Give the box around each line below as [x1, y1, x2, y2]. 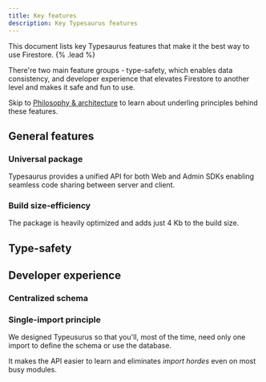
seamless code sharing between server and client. [8, 180, 175, 190]
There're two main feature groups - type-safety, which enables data [8, 65, 233, 74]
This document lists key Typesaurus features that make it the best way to [8, 41, 250, 50]
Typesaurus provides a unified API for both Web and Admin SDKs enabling [8, 171, 255, 181]
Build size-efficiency [8, 200, 91, 211]
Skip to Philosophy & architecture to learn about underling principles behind [8, 98, 258, 107]
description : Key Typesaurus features [8, 19, 138, 27]
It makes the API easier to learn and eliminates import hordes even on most [8, 356, 256, 366]
